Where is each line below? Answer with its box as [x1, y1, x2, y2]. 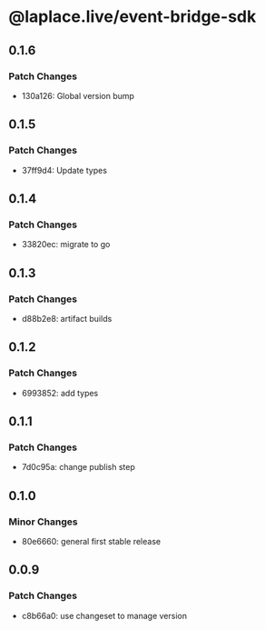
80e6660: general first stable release [21, 536, 161, 546]
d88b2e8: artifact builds [21, 313, 113, 324]
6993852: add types [21, 387, 99, 398]
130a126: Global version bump [21, 90, 135, 101]
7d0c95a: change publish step [21, 462, 135, 473]
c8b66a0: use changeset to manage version [21, 610, 188, 621]
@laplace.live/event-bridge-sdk [8, 6, 257, 27]
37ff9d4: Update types [21, 165, 108, 175]
